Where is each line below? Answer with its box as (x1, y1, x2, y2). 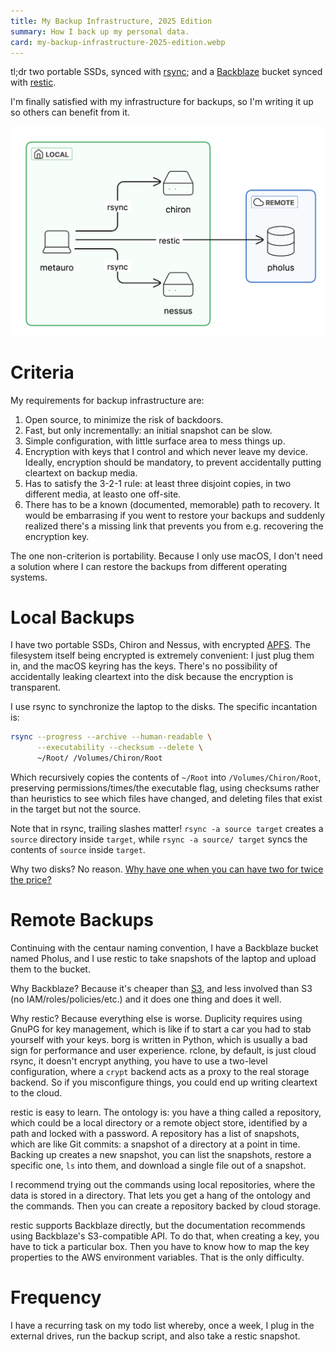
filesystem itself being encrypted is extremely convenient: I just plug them (10, 650, 315, 662)
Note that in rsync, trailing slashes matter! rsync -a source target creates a (10, 823, 324, 835)
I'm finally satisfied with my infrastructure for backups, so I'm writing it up (10, 96, 314, 108)
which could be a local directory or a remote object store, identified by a (10, 1117, 308, 1129)
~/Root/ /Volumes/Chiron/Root (36, 753, 163, 764)
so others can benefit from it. (10, 106, 131, 119)
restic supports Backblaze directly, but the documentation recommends (10, 1220, 306, 1231)
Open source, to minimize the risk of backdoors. (24, 413, 224, 425)
